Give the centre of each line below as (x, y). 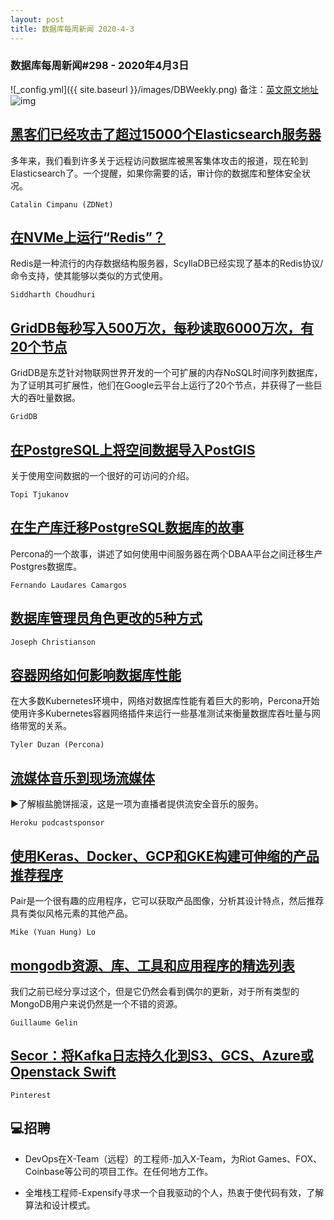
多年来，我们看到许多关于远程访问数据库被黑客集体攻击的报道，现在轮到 (159, 160)
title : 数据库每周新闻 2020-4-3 (72, 29)
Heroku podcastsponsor (57, 823)
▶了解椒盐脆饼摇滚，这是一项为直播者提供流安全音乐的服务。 (137, 804)
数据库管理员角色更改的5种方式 (106, 618)
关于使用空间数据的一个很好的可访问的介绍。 (102, 476)
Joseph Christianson (53, 642)
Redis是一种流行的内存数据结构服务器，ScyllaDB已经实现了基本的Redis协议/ (167, 263)
